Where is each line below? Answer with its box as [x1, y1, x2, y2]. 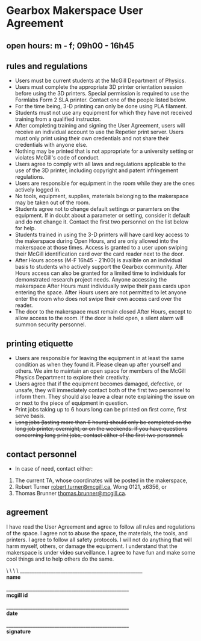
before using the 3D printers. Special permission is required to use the [14, 90, 190, 97]
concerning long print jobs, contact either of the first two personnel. [14, 431, 184, 439]
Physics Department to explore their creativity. [14, 374, 131, 381]
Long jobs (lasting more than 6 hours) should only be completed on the [14, 419, 191, 426]
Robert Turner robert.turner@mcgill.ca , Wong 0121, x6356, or [14, 483, 167, 491]
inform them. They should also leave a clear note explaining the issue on [14, 393, 194, 401]
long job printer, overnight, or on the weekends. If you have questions [14, 425, 188, 433]
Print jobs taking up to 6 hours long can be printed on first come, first [14, 406, 187, 413]
